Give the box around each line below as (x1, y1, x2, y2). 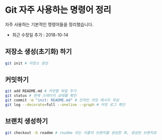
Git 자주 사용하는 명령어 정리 (5, 4, 111, 16)
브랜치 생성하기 (5, 117, 48, 125)
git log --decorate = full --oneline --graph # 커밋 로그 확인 (5, 102, 126, 107)
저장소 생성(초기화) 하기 (5, 47, 72, 56)
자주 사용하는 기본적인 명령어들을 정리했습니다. (5, 21, 94, 27)
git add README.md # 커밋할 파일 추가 (5, 89, 77, 94)
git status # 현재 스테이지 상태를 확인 (5, 93, 77, 98)
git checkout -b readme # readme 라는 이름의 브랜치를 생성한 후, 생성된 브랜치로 (5, 130, 157, 135)
